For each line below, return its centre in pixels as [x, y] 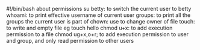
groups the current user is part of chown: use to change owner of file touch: [101, 21]
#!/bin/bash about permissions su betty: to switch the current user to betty [99, 9]
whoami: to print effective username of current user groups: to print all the [98, 15]
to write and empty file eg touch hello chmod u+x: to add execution [89, 28]
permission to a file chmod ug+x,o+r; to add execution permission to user [97, 34]
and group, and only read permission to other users [70, 41]
